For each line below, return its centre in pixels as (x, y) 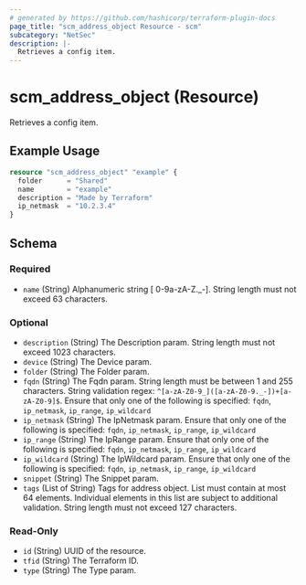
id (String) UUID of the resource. (84, 551)
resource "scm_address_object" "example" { (94, 172)
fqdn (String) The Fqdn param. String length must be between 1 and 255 (158, 381)
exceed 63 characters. (65, 299)
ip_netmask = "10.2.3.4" (67, 207)
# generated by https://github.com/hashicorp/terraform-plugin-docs (142, 18)
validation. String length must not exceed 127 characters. (130, 507)
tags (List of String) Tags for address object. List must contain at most (154, 488)
